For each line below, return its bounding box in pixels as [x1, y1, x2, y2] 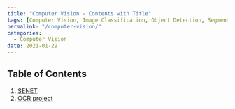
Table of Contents [7, 68, 87, 80]
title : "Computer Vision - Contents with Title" [7, 10, 152, 17]
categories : [7, 29, 42, 37]
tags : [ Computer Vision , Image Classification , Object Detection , [7, 17, 205, 24]
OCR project [17, 94, 53, 102]
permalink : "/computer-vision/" [7, 23, 101, 30]
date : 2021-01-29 [7, 42, 58, 49]
